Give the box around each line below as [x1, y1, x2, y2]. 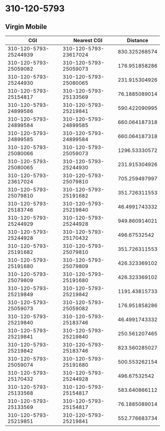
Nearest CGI [73, 37, 103, 44]
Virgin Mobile [5, 23, 47, 31]
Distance [127, 37, 149, 44]
